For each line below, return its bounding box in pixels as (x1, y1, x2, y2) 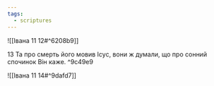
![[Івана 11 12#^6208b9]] (7, 36, 79, 44)
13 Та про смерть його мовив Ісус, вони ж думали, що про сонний (7, 50, 207, 59)
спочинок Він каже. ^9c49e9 (7, 57, 94, 66)
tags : (7, 10, 23, 18)
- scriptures (13, 17, 52, 24)
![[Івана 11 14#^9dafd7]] (7, 71, 76, 80)
